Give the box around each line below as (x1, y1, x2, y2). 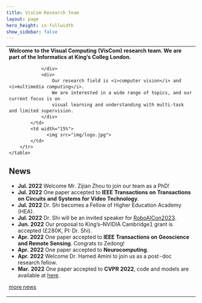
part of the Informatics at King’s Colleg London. (8, 54, 131, 60)
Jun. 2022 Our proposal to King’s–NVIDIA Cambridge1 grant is (17, 220, 173, 228)
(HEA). (17, 207, 34, 215)
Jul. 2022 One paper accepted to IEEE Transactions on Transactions (17, 188, 191, 195)
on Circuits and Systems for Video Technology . (17, 195, 139, 202)
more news (8, 283, 37, 290)
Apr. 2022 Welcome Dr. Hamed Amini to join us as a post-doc (17, 252, 172, 260)
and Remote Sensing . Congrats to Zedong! (17, 239, 125, 246)
